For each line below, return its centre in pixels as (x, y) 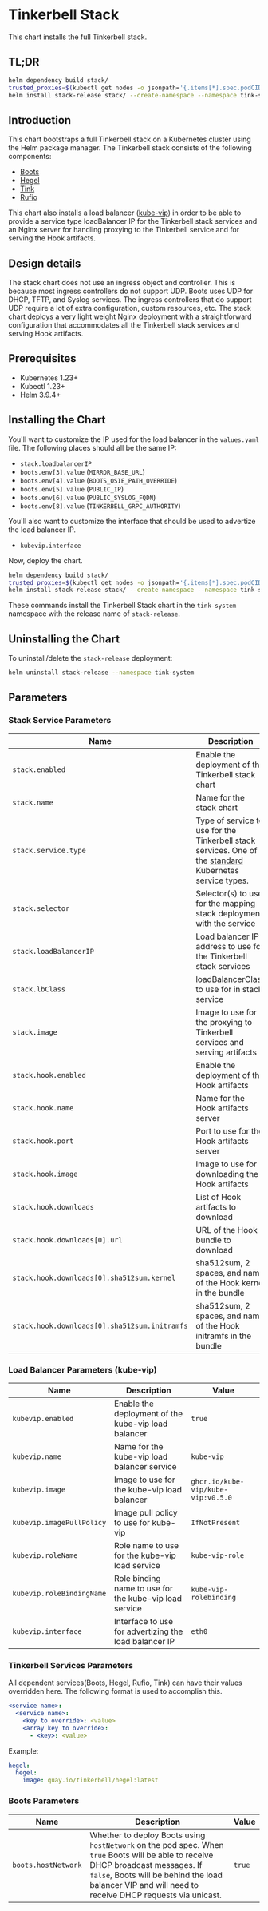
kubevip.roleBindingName (59, 1593)
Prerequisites (42, 358)
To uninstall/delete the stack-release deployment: (91, 658)
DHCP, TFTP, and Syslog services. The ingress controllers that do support (130, 300)
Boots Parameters (44, 1801)
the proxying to (224, 1022)
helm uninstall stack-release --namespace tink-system (101, 673)
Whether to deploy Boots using (148, 1835)
